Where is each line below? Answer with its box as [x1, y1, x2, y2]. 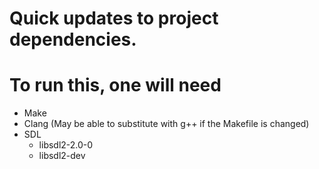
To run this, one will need [9, 74, 222, 97]
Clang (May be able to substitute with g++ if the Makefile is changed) [23, 118, 310, 130]
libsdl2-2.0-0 [38, 139, 94, 151]
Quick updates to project [9, 7, 219, 30]
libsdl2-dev [38, 150, 86, 162]
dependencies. [9, 28, 137, 51]
